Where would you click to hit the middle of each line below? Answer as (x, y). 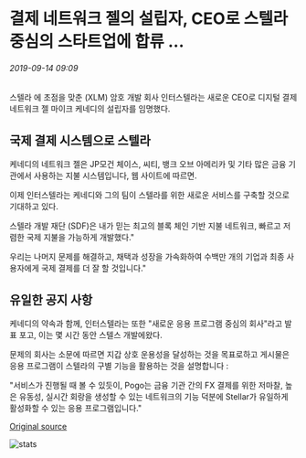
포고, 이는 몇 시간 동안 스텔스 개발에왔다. (90, 336)
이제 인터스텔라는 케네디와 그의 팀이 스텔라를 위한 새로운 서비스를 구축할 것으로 (150, 195)
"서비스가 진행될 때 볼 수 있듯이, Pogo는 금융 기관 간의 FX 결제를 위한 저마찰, (146, 386)
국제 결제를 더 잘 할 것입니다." (94, 268)
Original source (38, 427)
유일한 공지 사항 (51, 299)
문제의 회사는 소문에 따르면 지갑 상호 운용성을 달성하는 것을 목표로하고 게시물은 (150, 355)
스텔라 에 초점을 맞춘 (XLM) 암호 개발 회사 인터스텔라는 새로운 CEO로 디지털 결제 (153, 98)
